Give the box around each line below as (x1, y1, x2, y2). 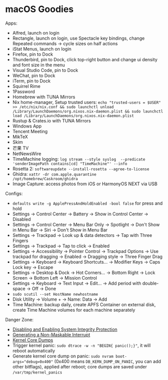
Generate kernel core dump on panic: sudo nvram (12, 353, 114, 359)
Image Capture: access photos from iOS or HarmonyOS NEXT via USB (12, 181, 158, 187)
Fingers (12, 237, 29, 243)
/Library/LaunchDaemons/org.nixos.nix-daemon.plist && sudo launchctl (12, 109, 163, 114)
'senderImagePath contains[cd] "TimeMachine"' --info (12, 161, 127, 166)
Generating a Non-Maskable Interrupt (12, 331, 90, 337)
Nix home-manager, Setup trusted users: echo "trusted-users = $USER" (12, 99, 161, 105)
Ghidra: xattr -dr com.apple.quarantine (12, 171, 97, 177)
